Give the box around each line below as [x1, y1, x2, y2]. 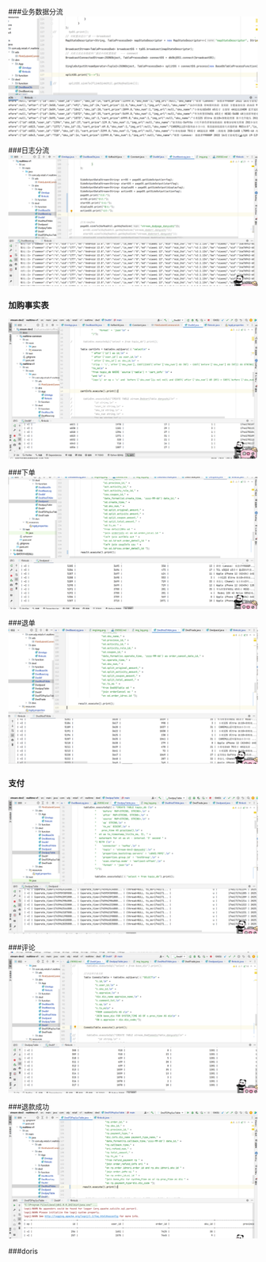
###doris [8, 1246, 38, 1256]
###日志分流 [8, 146, 50, 155]
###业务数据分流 [8, 7, 63, 16]
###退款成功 [8, 1102, 50, 1112]
